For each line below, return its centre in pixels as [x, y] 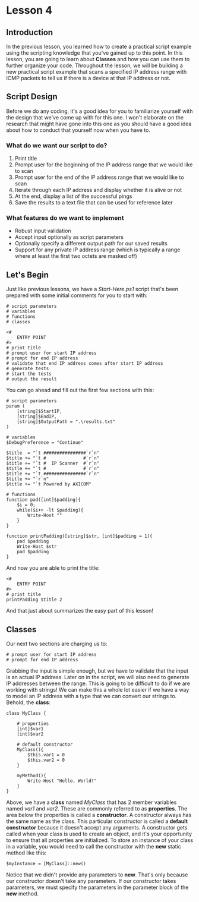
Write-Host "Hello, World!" [62, 781]
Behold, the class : [28, 702]
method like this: [26, 853]
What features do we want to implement [65, 218]
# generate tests [28, 369]
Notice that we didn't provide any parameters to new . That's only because [97, 875]
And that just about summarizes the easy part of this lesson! [80, 611]
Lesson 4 [29, 10]
